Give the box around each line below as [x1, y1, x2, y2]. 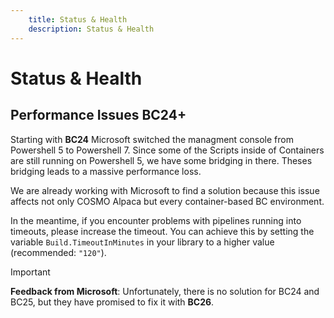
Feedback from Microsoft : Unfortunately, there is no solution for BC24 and [10, 285, 320, 297]
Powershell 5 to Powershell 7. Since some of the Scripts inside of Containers [10, 144, 325, 156]
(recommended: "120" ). [10, 246, 107, 258]
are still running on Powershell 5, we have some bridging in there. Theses [10, 154, 313, 166]
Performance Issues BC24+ [10, 107, 187, 124]
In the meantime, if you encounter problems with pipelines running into [10, 214, 302, 226]
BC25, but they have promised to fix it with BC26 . [10, 296, 215, 308]
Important [10, 266, 51, 278]
